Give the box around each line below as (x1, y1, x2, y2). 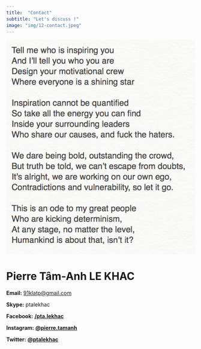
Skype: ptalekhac (6, 300, 50, 308)
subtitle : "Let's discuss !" (6, 16, 79, 22)
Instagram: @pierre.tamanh (6, 324, 77, 331)
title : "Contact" (6, 10, 52, 16)
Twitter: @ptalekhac (6, 336, 59, 343)
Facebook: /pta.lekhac (6, 312, 64, 320)
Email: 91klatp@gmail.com (6, 289, 72, 296)
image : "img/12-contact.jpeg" (6, 22, 82, 28)
